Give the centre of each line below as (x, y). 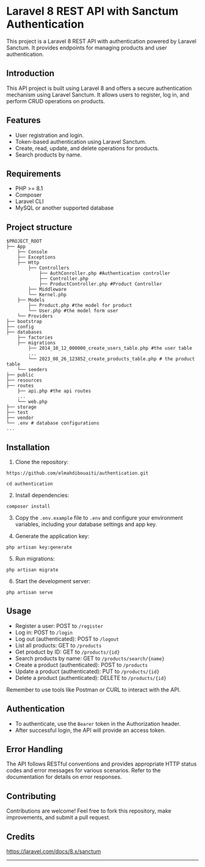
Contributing (31, 796)
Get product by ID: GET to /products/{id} (67, 652)
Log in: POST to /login (44, 632)
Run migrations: (35, 559)
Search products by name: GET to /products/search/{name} (90, 658)
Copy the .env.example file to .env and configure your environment (99, 518)
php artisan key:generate (39, 547)
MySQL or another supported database (64, 208)
